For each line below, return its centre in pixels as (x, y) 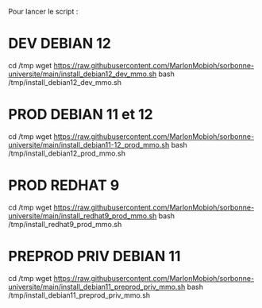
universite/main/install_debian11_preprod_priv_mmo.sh (97, 287)
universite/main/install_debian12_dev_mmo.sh (83, 74)
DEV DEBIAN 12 (60, 44)
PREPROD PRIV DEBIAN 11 (94, 256)
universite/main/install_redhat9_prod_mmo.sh (83, 216)
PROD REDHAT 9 (64, 185)
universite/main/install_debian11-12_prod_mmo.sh (89, 144)
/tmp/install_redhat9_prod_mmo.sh (65, 224)
